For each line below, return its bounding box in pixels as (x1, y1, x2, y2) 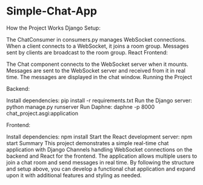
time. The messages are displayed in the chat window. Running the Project (6, 73, 193, 80)
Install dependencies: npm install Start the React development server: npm (6, 133, 193, 140)
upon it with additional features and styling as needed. (6, 171, 142, 179)
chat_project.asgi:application (6, 109, 79, 117)
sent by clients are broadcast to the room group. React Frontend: (6, 48, 168, 56)
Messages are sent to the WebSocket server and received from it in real (6, 67, 186, 74)
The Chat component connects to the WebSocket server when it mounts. (6, 60, 189, 68)
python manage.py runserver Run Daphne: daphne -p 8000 (6, 103, 155, 110)
